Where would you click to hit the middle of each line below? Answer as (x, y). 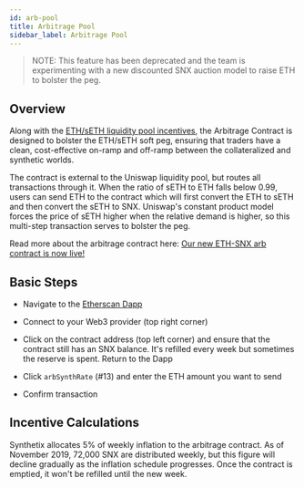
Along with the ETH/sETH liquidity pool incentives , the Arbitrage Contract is (151, 131)
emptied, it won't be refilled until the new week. (98, 473)
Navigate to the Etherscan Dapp (82, 304)
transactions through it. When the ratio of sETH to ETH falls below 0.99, (143, 187)
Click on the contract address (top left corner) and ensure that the (146, 339)
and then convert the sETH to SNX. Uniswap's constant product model (142, 207)
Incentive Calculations (74, 423)
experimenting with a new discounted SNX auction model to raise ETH (163, 70)
